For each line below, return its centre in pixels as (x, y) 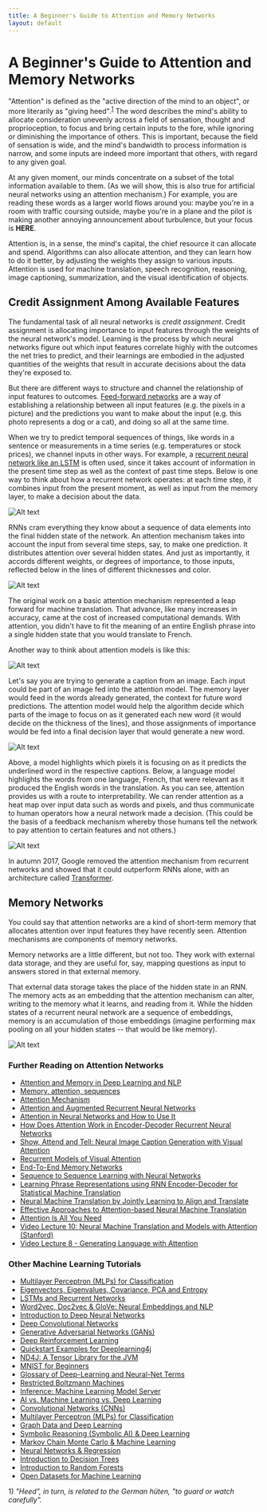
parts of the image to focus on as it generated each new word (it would (125, 715)
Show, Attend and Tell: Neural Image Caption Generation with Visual (131, 1142)
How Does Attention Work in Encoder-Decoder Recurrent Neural (126, 1125)
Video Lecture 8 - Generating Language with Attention (109, 1244)
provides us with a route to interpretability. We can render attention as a (126, 796)
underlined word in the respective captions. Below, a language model (122, 770)
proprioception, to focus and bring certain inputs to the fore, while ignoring (131, 128)
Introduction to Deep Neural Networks (82, 1315)
